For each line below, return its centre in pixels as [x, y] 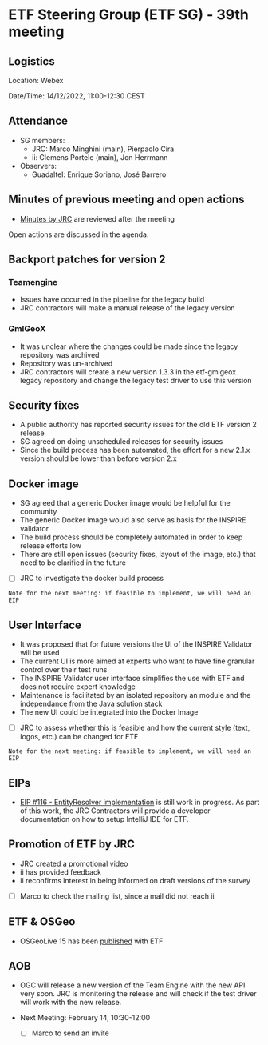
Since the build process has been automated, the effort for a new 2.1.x [135, 450]
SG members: [42, 140]
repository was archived [59, 354]
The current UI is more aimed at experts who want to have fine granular [137, 661]
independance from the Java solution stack [91, 704]
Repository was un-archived [66, 363]
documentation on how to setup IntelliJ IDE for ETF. [104, 819]
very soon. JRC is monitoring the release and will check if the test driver [138, 994]
